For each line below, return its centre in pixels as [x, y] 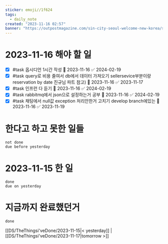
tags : [11, 15]
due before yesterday [28, 147]
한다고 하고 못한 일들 [44, 129]
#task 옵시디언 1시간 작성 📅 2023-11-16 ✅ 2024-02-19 [67, 70]
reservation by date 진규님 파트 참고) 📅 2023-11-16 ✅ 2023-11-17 [78, 82]
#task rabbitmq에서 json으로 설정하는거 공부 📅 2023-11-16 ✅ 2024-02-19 [86, 95]
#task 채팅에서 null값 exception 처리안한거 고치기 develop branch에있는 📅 [86, 101]
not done [14, 143]
